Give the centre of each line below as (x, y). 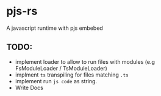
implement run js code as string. (56, 81)
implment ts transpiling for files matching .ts (72, 75)
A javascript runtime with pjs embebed (55, 28)
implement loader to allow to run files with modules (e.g (85, 61)
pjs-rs (22, 11)
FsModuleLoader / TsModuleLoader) (61, 68)
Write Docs (29, 87)
